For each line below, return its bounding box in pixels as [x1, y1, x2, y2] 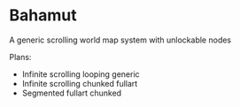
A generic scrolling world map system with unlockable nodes [9, 34, 232, 45]
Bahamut [9, 5, 77, 26]
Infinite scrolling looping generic [21, 68, 140, 80]
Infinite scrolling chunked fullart [21, 78, 138, 88]
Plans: [9, 51, 32, 62]
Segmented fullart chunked [21, 88, 122, 98]
